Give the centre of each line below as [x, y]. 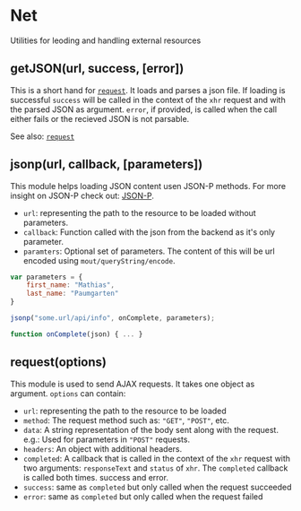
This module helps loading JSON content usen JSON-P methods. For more [148, 186]
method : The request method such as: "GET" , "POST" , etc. [126, 420]
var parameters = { [47, 277]
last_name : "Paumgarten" [73, 294]
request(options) [58, 363]
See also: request [43, 136]
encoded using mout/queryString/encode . [99, 260]
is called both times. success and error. [96, 477]
